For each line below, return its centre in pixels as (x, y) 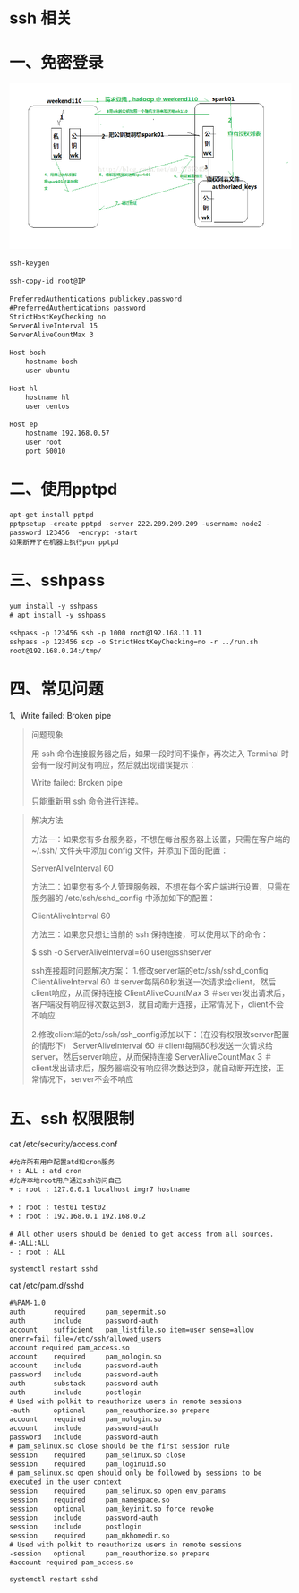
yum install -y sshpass (54, 606)
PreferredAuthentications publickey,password (95, 299)
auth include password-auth (84, 1321)
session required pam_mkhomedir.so (90, 1536)
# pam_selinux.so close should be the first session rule (120, 1446)
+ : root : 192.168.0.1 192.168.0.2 (77, 1216)
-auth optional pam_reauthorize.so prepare (110, 1410)
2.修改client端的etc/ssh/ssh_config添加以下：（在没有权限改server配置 (160, 1034)
